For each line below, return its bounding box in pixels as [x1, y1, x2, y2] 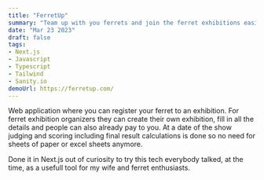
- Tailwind [8, 70, 44, 78]
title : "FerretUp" [8, 11, 68, 20]
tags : [8, 41, 26, 49]
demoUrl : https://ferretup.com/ [8, 84, 114, 93]
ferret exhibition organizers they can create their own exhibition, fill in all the [8, 115, 254, 124]
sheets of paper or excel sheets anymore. [8, 139, 143, 149]
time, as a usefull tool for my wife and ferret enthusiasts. [8, 163, 191, 173]
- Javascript [8, 56, 51, 64]
